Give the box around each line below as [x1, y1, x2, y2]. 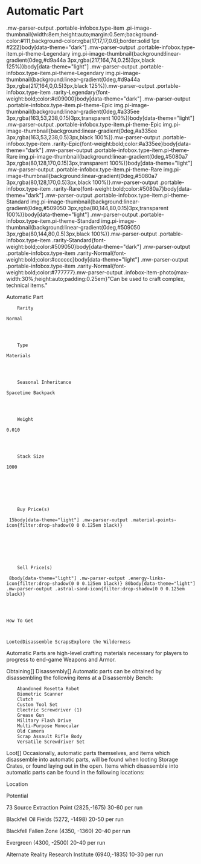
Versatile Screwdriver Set [17, 739, 85, 745]
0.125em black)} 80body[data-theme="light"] [81, 580, 196, 587]
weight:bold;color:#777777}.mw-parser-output [6, 268, 123, 276]
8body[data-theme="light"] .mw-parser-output [8, 575, 126, 581]
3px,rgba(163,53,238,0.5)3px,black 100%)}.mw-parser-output [6, 133, 161, 140]
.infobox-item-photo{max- [123, 268, 189, 276]
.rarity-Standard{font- [52, 236, 106, 243]
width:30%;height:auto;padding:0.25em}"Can [6, 275, 121, 282]
